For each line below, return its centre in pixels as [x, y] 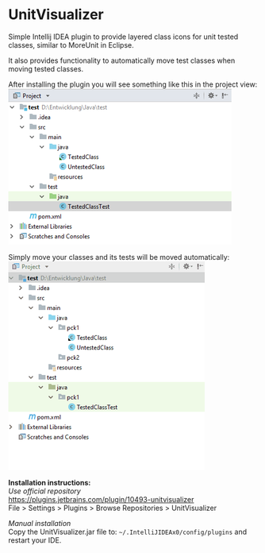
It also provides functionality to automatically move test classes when [122, 60]
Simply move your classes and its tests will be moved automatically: [119, 257]
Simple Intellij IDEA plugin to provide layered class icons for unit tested [123, 37]
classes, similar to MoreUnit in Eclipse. [71, 44]
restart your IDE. [35, 540]
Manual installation [40, 523]
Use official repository [44, 491]
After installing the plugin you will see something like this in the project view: [133, 84]
